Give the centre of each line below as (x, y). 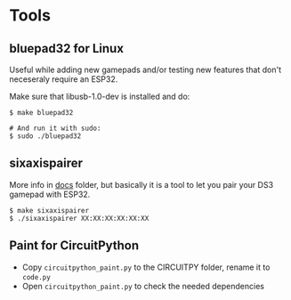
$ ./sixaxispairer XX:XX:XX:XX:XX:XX (79, 218)
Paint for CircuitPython (74, 246)
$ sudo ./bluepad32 (45, 136)
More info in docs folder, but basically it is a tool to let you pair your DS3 (141, 184)
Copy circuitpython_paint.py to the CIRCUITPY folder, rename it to (146, 267)
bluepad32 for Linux (67, 49)
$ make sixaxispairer (49, 210)
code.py (36, 277)
